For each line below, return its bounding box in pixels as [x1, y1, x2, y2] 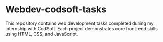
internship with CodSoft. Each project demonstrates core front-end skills [5, 25, 158, 31]
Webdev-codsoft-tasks [5, 4, 106, 15]
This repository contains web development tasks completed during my [5, 20, 154, 26]
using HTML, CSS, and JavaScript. [5, 31, 78, 37]
